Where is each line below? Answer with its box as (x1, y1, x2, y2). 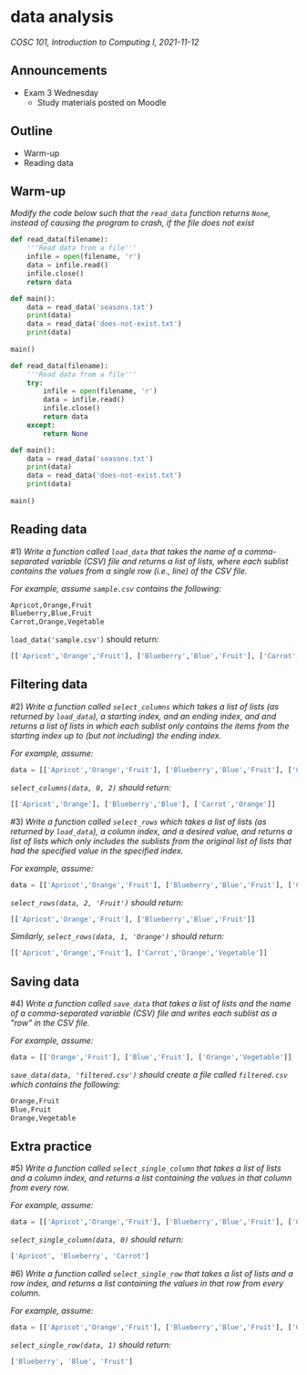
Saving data (10, 974, 80, 989)
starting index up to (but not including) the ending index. (10, 729, 222, 740)
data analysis (10, 6, 114, 27)
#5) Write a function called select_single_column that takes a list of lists (10, 1163, 281, 1173)
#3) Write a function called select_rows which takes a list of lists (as (10, 816, 267, 827)
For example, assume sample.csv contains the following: (10, 583, 222, 594)
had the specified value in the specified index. (10, 845, 184, 856)
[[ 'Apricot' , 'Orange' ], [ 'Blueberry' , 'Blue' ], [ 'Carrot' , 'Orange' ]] (10, 800, 276, 809)
